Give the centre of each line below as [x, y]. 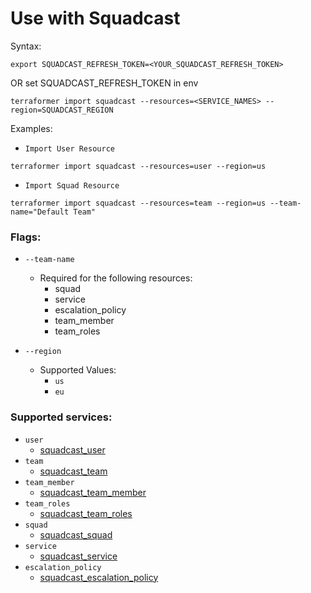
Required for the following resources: [116, 278]
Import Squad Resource [72, 185]
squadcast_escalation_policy [99, 577]
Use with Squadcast [95, 18]
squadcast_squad [76, 534]
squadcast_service [78, 556]
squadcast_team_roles [86, 513]
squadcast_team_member [93, 492]
